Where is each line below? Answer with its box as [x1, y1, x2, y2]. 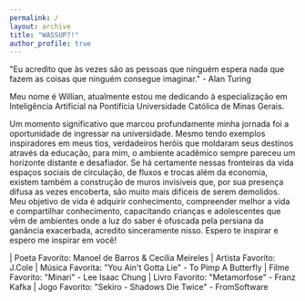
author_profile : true [9, 38, 92, 48]
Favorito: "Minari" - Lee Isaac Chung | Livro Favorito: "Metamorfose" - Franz [9, 272, 296, 283]
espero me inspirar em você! [9, 234, 117, 246]
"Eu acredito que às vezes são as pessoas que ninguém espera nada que [9, 64, 285, 75]
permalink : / [9, 13, 59, 23]
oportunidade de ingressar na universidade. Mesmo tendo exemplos [9, 129, 266, 140]
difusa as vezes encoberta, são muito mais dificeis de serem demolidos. [9, 186, 280, 197]
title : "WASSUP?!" [9, 30, 79, 39]
